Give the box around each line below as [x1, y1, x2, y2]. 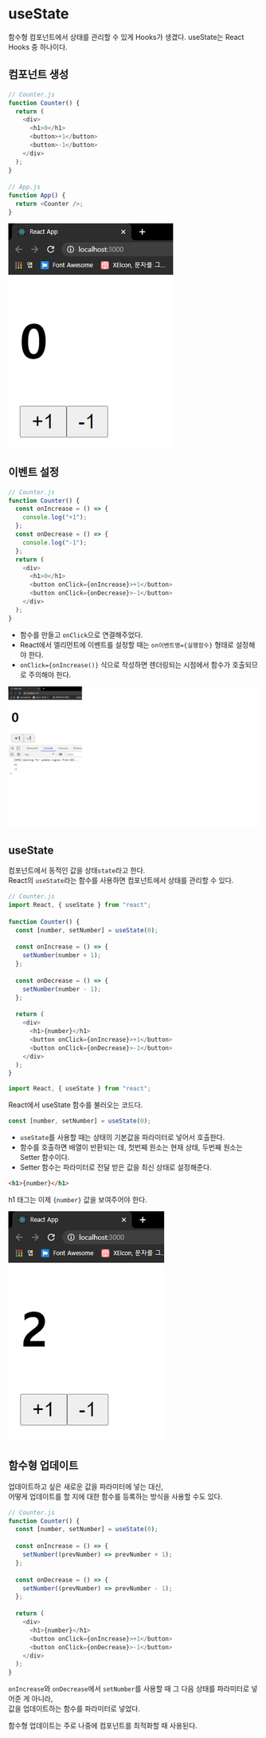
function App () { [8, 192, 66, 200]
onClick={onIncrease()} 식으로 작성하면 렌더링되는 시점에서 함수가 [19, 659, 231, 669]
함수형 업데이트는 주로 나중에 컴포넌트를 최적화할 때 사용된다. [8, 1721, 198, 1731]
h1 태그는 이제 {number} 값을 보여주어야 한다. [8, 1194, 147, 1204]
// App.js [8, 183, 41, 192]
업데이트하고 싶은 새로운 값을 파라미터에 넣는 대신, [8, 1482, 164, 1491]
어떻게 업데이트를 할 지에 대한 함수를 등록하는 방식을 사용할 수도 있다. [8, 1491, 223, 1501]
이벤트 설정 [8, 465, 60, 479]
